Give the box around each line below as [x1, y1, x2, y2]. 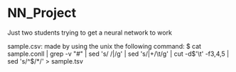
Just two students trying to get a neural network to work [7, 28, 173, 37]
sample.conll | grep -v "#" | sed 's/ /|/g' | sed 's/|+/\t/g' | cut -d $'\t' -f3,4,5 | [7, 49, 230, 58]
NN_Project [7, 5, 77, 21]
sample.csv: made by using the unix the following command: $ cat [7, 42, 201, 50]
